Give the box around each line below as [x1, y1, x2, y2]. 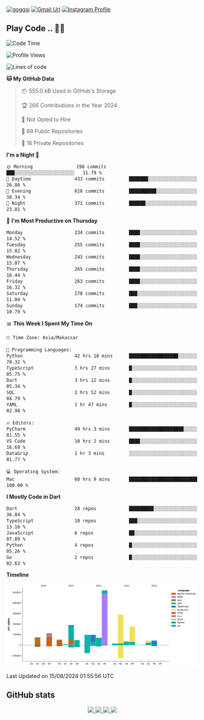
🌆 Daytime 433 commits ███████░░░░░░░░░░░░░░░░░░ [6, 175, 198, 182]
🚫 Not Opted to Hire [21, 116, 71, 123]
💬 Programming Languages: [6, 347, 72, 353]
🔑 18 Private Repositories [21, 139, 84, 146]
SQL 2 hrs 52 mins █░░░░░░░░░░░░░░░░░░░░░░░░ [6, 389, 198, 395]
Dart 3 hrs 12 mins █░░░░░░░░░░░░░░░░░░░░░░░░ [6, 377, 198, 383]
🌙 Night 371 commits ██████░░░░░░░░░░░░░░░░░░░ [6, 200, 198, 206]
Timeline [6, 571, 29, 578]
